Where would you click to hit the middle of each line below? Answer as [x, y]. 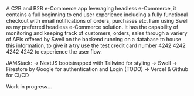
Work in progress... [29, 86]
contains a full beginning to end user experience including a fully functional [97, 15]
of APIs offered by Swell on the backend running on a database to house [94, 39]
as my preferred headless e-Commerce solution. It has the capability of [92, 27]
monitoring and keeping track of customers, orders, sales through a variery [97, 33]
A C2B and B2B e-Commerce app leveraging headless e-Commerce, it [91, 8]
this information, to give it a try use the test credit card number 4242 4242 [96, 45]
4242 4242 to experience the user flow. [54, 51]
